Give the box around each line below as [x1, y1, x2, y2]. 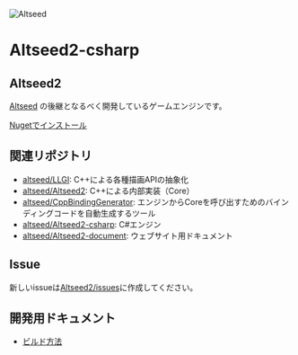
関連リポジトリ [9, 148, 92, 164]
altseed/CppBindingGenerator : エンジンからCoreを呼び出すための [22, 196, 267, 207]
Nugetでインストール [9, 120, 87, 130]
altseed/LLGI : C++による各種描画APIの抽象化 [22, 173, 189, 184]
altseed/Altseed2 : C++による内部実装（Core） [22, 185, 195, 196]
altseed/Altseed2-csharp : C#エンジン [22, 218, 162, 229]
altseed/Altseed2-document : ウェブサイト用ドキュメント [22, 230, 233, 241]
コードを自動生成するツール [53, 208, 156, 218]
